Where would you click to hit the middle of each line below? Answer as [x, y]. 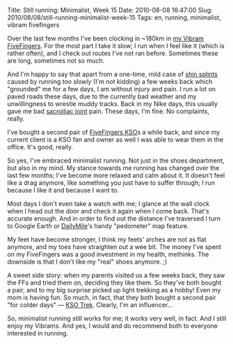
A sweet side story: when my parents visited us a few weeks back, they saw [116, 275]
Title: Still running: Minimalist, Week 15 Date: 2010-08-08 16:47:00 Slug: [110, 10]
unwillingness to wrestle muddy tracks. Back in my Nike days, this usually [112, 104]
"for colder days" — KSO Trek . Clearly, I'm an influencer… [90, 305]
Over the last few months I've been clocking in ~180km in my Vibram [105, 38]
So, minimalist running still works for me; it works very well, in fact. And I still [117, 318]
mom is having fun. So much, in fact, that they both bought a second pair [112, 297]
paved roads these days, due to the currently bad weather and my [102, 96]
